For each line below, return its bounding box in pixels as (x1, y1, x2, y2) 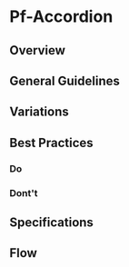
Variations (9, 104, 70, 120)
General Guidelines (9, 73, 120, 88)
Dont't (9, 186, 38, 199)
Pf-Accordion (9, 6, 114, 27)
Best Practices (9, 134, 94, 151)
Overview (9, 43, 66, 58)
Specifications (9, 214, 94, 230)
